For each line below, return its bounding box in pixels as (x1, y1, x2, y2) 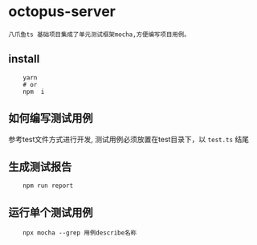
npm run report (22, 182, 74, 190)
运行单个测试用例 (8, 206, 93, 219)
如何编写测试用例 (8, 112, 93, 125)
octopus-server (8, 2, 116, 21)
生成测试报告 (8, 160, 72, 174)
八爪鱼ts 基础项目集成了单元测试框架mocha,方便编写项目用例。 (8, 31, 190, 39)
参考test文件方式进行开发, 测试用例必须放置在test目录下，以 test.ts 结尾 (8, 134, 250, 144)
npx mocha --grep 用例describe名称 (22, 229, 137, 237)
